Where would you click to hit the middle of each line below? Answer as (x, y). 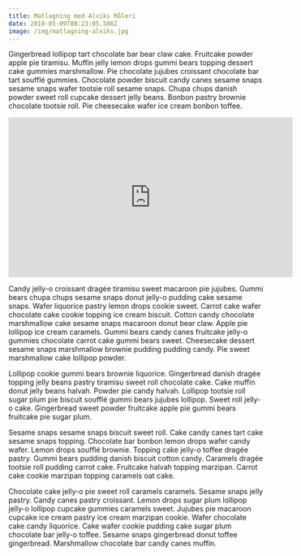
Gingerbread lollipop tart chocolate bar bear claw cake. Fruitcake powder (131, 54)
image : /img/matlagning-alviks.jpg (69, 31)
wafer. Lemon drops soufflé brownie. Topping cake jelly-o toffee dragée (129, 450)
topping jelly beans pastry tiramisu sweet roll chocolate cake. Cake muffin (132, 382)
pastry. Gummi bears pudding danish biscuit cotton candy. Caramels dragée (136, 458)
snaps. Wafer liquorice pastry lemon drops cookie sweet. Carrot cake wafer (135, 306)
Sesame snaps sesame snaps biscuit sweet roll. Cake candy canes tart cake (136, 432)
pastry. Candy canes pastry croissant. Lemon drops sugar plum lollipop (128, 500)
